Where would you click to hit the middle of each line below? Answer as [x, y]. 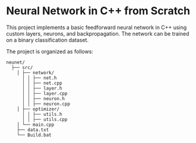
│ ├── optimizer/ [38, 109]
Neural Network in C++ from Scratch [98, 11]
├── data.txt [33, 130]
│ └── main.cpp [36, 125]
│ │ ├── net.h [39, 78]
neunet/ [16, 62]
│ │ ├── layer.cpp [45, 93]
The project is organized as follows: [50, 51]
